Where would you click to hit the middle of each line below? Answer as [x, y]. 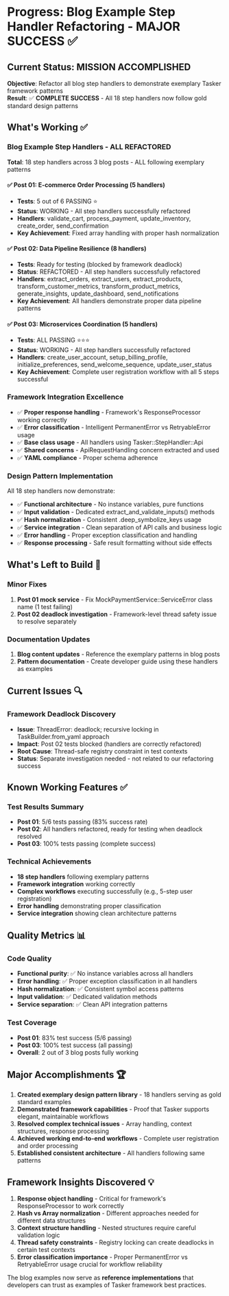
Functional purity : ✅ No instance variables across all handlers [105, 974]
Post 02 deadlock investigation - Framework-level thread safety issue [117, 614]
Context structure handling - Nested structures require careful [107, 1228]
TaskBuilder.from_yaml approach [63, 736]
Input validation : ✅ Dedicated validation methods [87, 997]
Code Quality [29, 958]
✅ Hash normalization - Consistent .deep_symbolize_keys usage [109, 519]
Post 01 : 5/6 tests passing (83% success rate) [82, 822]
